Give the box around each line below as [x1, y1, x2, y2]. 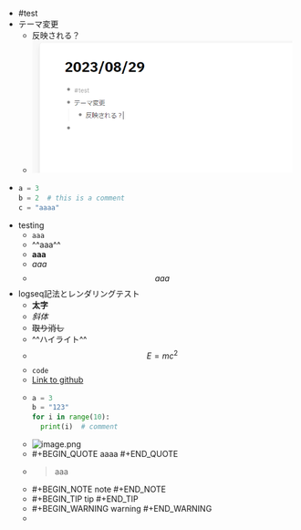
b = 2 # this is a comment [17, 193, 125, 203]
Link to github [31, 374, 84, 385]
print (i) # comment [39, 422, 119, 431]
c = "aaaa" [17, 203, 60, 213]
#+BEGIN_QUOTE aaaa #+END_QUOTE [31, 449, 179, 460]
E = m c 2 [146, 348, 179, 361]
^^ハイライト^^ [31, 333, 88, 345]
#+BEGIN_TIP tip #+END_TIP [31, 494, 139, 504]
